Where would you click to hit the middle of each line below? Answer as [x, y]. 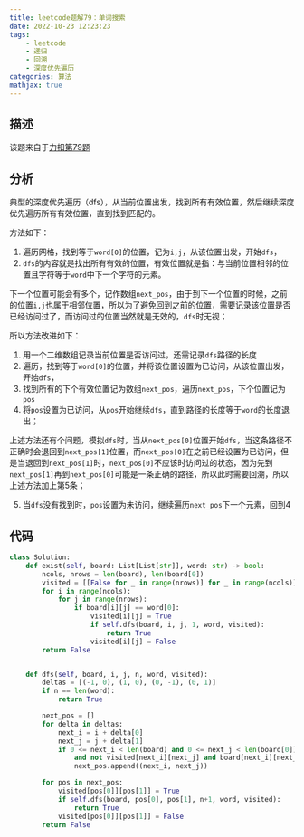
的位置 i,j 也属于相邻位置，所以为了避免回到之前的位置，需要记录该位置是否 [150, 305]
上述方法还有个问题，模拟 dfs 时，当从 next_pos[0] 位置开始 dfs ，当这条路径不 [151, 441]
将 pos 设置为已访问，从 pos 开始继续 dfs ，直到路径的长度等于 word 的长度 [152, 410]
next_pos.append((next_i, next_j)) [141, 766]
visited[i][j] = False [133, 642]
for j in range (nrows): [102, 599]
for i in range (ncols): [86, 591]
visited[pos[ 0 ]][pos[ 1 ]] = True [119, 791]
